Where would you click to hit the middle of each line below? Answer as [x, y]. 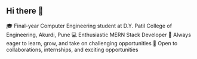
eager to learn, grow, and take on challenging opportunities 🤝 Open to [92, 43]
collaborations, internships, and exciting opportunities [72, 49]
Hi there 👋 [25, 11]
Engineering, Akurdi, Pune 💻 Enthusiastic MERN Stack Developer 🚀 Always [98, 35]
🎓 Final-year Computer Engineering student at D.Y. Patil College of [89, 26]
